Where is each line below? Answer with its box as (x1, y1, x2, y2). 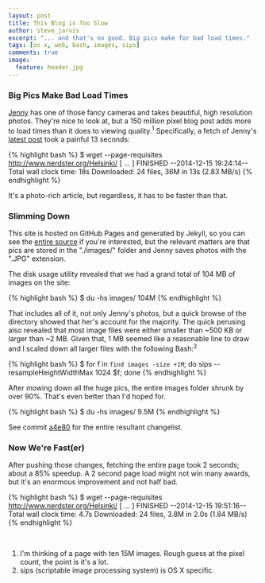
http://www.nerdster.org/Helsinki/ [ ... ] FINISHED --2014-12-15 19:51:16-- (8, 500, 247, 510)
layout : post (8, 11, 52, 20)
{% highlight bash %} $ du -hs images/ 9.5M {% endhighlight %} (8, 406, 221, 416)
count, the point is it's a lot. (19, 557, 109, 566)
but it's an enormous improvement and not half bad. (8, 476, 179, 486)
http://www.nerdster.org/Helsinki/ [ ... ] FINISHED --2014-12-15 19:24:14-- (8, 158, 248, 168)
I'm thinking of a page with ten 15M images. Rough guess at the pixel (19, 548, 244, 558)
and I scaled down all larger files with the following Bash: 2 (8, 343, 198, 353)
